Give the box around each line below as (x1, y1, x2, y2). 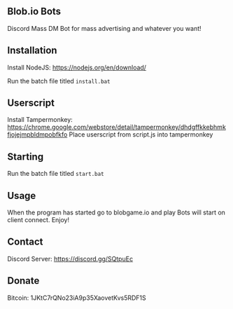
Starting (7, 151, 44, 163)
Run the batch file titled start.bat (7, 170, 104, 178)
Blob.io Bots (7, 6, 62, 18)
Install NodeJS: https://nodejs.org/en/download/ (7, 63, 147, 71)
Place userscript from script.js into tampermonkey (69, 130, 213, 139)
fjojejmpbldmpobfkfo (7, 130, 68, 139)
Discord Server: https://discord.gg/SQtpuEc (7, 254, 134, 263)
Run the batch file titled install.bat (7, 76, 111, 85)
